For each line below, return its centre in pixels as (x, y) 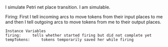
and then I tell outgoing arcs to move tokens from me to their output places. (83, 22)
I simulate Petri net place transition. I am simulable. (58, 7)
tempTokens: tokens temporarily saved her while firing (70, 40)
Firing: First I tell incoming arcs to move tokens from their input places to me (84, 17)
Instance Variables (26, 31)
